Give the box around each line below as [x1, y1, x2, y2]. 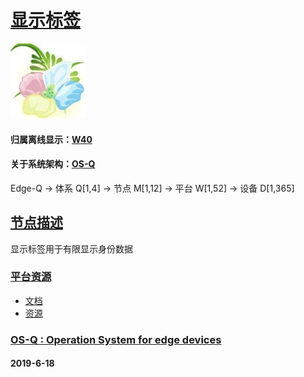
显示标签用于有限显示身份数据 [10, 242, 133, 255]
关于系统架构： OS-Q [10, 158, 96, 170]
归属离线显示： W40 [10, 133, 93, 145]
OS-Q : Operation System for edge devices [10, 332, 222, 346]
